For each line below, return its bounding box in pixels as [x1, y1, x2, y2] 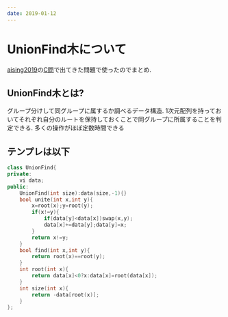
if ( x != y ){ [31, 209, 60, 216]
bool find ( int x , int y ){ [19, 247, 90, 253]
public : [7, 183, 29, 190]
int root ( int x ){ [19, 266, 69, 273]
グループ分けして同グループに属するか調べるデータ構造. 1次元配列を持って [7, 107, 216, 115]
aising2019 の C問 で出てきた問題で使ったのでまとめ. [7, 66, 152, 74]
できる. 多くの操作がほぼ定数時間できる [12, 124, 125, 132]
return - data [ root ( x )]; [31, 291, 99, 298]
